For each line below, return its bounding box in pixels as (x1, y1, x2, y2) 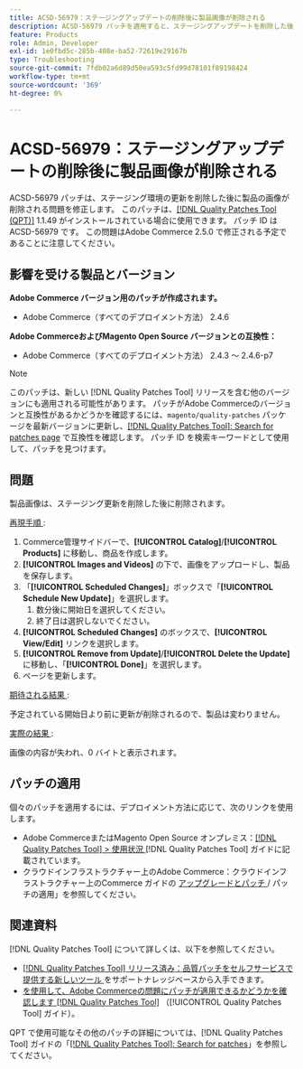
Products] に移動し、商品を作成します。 (22, 548, 173, 558)
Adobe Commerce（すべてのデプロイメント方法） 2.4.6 (22, 312, 230, 323)
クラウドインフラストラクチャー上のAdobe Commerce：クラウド (22, 866, 264, 877)
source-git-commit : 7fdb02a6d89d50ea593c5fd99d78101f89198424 (9, 64, 248, 73)
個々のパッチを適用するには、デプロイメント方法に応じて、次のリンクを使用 (9, 802, 294, 812)
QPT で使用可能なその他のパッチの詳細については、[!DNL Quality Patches (9, 1027, 283, 1037)
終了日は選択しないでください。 (35, 615, 155, 626)
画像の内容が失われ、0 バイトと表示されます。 (9, 747, 182, 758)
